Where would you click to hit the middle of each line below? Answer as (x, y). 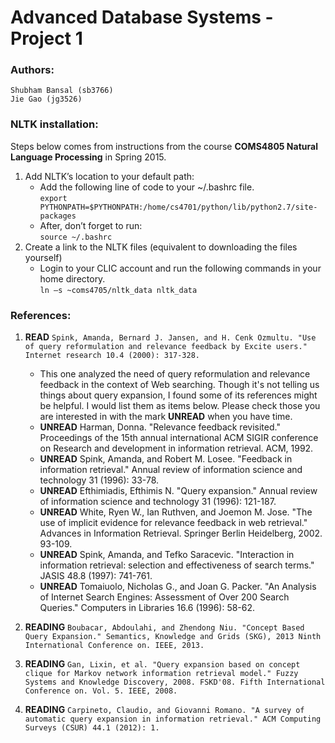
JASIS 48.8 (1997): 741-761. (96, 576)
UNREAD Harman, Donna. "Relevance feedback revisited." (160, 427)
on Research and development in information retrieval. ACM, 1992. (176, 448)
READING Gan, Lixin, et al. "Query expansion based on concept (162, 664)
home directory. (72, 278)
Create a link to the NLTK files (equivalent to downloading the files (161, 247)
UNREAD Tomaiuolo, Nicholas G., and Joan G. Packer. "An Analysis (178, 587)
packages (58, 216)
